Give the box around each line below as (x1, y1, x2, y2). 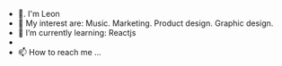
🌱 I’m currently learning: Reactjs (17, 28, 137, 37)
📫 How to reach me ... (17, 47, 101, 57)
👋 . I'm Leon (17, 9, 60, 19)
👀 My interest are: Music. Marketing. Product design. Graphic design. (17, 18, 274, 29)
